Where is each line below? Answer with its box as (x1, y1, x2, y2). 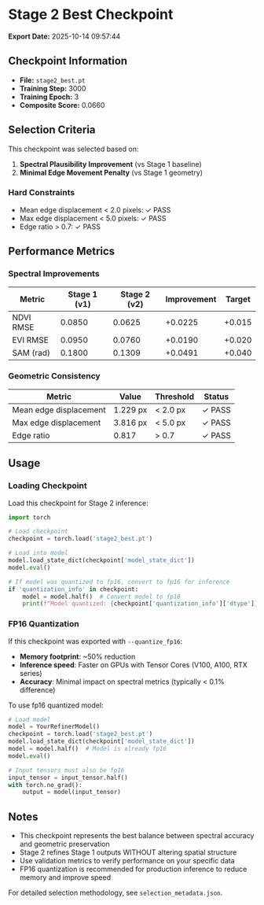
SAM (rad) (12, 347, 51, 358)
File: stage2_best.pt (19, 75, 86, 84)
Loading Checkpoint (8, 480, 88, 491)
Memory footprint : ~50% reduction (19, 652, 136, 661)
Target (225, 294, 251, 305)
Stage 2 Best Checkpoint (8, 6, 174, 24)
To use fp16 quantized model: (8, 700, 104, 710)
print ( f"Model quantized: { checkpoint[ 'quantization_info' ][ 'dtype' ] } (22, 600, 258, 608)
